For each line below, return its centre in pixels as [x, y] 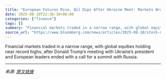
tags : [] [14, 23]
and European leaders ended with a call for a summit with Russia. [72, 57]
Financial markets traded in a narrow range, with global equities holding [78, 46]
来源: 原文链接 [19, 71]
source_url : [17, 32]
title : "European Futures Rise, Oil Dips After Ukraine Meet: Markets [79, 10]
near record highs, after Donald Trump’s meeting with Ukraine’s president [80, 52]
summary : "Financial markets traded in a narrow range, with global [77, 28]
